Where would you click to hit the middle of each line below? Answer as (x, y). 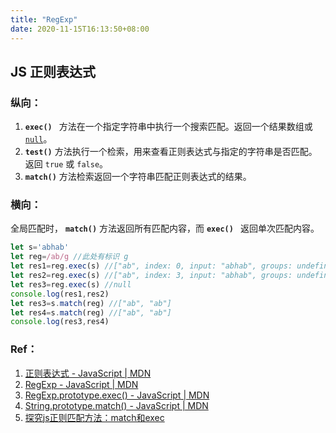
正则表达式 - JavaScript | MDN (88, 373)
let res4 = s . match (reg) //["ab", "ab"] (91, 312)
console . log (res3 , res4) (60, 322)
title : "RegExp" (44, 19)
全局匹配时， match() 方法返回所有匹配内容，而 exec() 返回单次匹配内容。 (165, 228)
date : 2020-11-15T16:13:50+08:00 (80, 29)
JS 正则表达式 (53, 71)
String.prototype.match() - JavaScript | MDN (116, 405)
